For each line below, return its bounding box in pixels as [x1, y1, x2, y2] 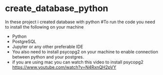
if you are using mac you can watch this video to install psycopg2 [12, 59, 144, 65]
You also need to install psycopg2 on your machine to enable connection [12, 49, 158, 55]
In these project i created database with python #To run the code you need [5, 19, 155, 25]
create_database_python [5, 3, 109, 14]
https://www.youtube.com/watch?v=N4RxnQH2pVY [12, 64, 117, 70]
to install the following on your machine [5, 24, 84, 30]
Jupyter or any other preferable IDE [12, 44, 84, 49]
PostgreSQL [12, 38, 36, 44]
